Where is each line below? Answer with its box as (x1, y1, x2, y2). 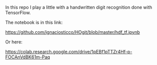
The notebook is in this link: (5, 20, 63, 25)
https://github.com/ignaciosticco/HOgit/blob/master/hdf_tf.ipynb (5, 29, 140, 35)
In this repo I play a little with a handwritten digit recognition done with (5, 5, 152, 10)
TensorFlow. (5, 10, 31, 16)
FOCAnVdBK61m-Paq (5, 54, 50, 60)
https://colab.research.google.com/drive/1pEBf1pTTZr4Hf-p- (5, 49, 133, 54)
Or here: (5, 39, 23, 45)
